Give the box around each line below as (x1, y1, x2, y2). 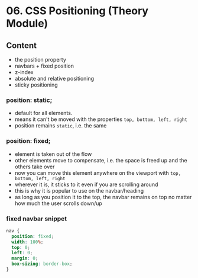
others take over (14, 163, 55, 170)
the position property (14, 56, 67, 63)
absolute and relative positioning (14, 75, 95, 82)
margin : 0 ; (11, 255, 38, 261)
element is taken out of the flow (14, 150, 92, 158)
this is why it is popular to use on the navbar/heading (14, 187, 144, 194)
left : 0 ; (11, 250, 33, 256)
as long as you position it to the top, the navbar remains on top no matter (14, 193, 192, 200)
